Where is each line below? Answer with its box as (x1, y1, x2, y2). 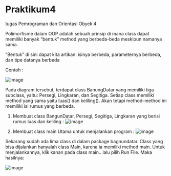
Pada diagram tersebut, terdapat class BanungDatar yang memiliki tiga (5, 86, 154, 93)
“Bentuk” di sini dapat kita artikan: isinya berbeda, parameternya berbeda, (5, 51, 162, 57)
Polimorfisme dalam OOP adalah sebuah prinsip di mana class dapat (5, 30, 149, 36)
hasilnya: (5, 154, 25, 161)
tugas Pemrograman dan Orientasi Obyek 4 (5, 21, 97, 27)
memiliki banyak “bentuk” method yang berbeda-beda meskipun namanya (5, 36, 162, 42)
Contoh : (5, 67, 24, 73)
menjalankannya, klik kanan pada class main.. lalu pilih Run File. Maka (5, 149, 153, 155)
